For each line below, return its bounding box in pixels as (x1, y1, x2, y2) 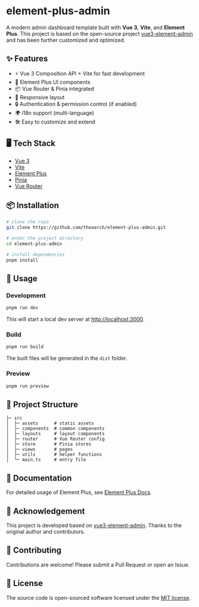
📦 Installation (6, 200, 59, 210)
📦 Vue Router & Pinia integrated (14, 85, 94, 92)
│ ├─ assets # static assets (6, 420, 94, 426)
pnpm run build (6, 344, 44, 350)
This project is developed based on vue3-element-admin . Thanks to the (6, 521, 182, 529)
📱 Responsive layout (14, 93, 65, 100)
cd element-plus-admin (6, 241, 62, 247)
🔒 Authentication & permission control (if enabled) (14, 100, 137, 108)
